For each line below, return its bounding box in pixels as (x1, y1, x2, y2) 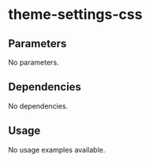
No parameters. (8, 57, 59, 67)
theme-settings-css (8, 6, 143, 24)
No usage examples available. (8, 145, 106, 154)
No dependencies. (8, 101, 69, 111)
